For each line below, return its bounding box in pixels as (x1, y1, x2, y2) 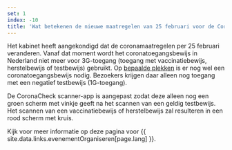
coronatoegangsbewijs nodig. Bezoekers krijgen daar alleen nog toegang (7, 71, 215, 79)
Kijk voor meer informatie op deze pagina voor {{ (7, 127, 146, 135)
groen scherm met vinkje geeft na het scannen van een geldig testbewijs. (7, 100, 216, 108)
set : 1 (7, 10, 26, 17)
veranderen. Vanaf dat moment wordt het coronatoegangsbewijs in (7, 49, 198, 57)
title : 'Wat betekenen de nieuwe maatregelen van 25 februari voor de (7, 23, 215, 30)
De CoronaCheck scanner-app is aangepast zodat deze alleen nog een (7, 92, 209, 100)
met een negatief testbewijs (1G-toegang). (7, 79, 128, 87)
